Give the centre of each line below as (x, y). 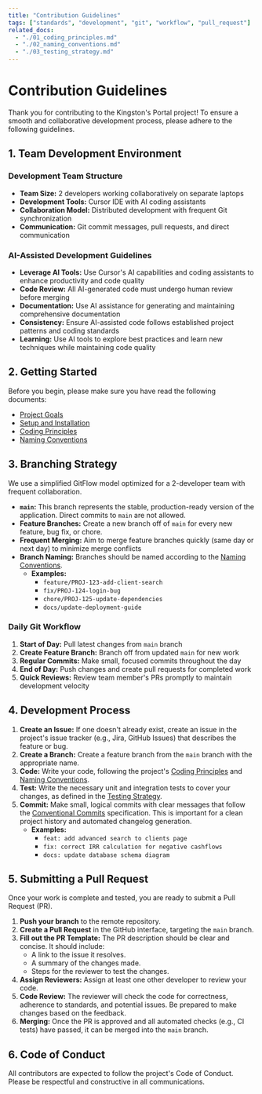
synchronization (45, 218)
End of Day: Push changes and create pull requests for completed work (135, 669)
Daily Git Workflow (44, 627)
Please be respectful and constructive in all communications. (107, 1082)
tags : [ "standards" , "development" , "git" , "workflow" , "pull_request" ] (129, 23)
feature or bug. (44, 746)
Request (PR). (31, 906)
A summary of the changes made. (86, 963)
